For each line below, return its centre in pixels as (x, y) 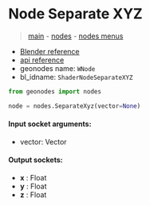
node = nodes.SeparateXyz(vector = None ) (75, 106)
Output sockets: (36, 160)
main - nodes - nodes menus (75, 36)
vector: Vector (43, 141)
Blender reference (49, 51)
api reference (42, 60)
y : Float (33, 186)
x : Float (33, 178)
